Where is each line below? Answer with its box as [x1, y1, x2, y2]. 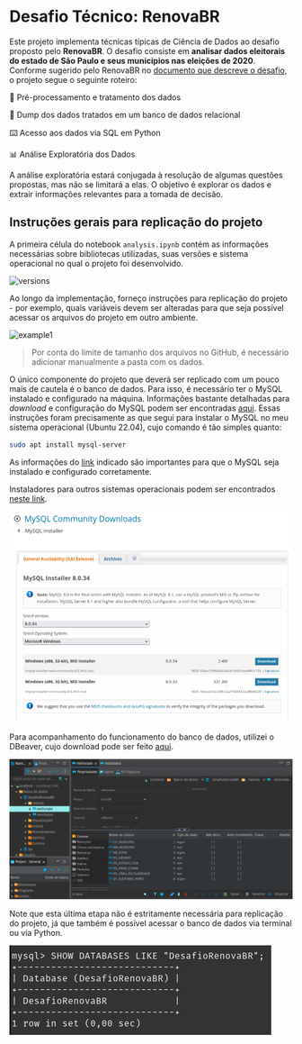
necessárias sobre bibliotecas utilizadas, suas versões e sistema [9, 248, 249, 259]
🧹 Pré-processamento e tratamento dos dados [9, 92, 182, 103]
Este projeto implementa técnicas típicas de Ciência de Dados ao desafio [9, 36, 280, 47]
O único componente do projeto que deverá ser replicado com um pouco [9, 374, 280, 385]
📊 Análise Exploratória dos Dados [9, 149, 136, 159]
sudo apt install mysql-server [9, 440, 127, 449]
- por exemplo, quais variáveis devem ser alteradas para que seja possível [9, 302, 285, 313]
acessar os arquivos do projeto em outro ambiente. [9, 312, 199, 322]
